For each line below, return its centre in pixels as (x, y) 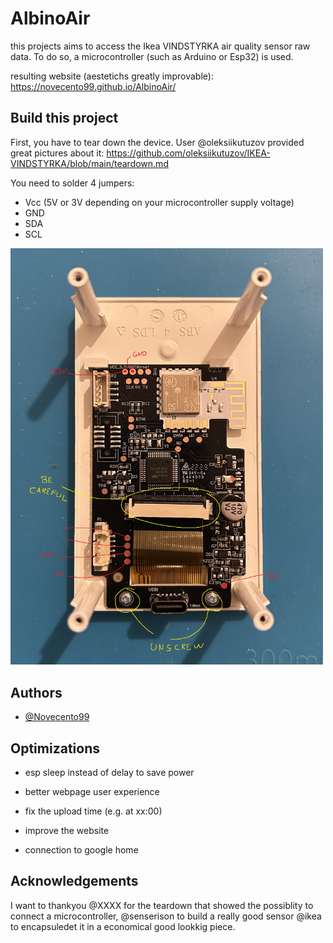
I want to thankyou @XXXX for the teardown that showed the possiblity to (162, 905)
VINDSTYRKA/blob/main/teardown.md (89, 163)
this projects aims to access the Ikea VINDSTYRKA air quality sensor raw (160, 46)
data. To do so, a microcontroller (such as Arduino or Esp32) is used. (152, 56)
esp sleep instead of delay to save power (109, 773)
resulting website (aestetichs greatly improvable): (112, 76)
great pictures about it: (57, 153)
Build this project (64, 118)
